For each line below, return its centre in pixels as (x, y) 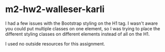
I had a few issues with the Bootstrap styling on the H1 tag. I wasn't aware (81, 23)
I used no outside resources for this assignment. (55, 43)
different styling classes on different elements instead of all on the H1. (77, 34)
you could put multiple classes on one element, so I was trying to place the (83, 28)
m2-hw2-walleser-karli (55, 9)
